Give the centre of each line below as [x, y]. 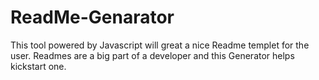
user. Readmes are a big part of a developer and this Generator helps [152, 55]
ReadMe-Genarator [92, 17]
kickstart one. [38, 66]
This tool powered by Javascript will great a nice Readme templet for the [160, 45]
